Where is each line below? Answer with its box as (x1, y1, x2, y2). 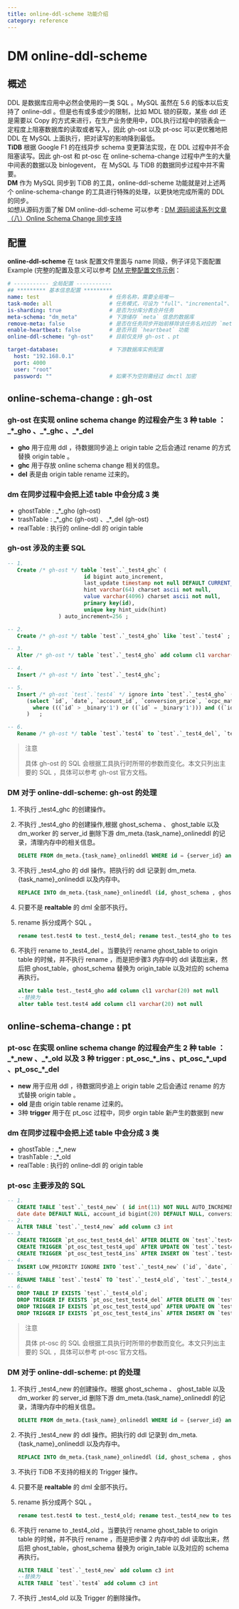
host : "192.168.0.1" (14, 353, 75, 360)
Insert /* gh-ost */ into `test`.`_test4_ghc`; (16, 672, 161, 679)
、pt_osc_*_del (7, 1064, 60, 1074)
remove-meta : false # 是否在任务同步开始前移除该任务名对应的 (7, 320, 217, 327)
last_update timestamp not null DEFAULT (83, 580, 205, 587)
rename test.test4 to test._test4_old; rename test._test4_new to (17, 1512, 219, 1519)
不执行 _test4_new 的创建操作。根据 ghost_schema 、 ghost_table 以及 (17, 1384, 225, 1393)
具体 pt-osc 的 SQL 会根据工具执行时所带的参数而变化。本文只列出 (24, 1338, 220, 1347)
